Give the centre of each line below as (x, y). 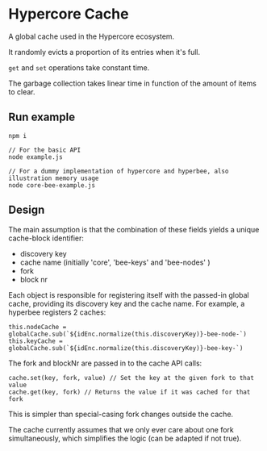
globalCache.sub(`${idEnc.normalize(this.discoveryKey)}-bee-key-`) (126, 348)
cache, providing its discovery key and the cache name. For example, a (127, 303)
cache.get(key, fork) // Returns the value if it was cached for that (129, 392)
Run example (42, 117)
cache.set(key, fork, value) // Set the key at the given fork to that (131, 378)
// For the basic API (45, 150)
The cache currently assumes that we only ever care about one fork (121, 429)
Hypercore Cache (69, 14)
